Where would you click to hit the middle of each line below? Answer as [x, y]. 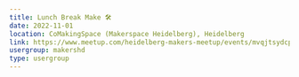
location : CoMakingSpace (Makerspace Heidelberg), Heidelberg [127, 34]
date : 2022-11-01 [41, 26]
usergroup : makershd [48, 50]
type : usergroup [39, 58]
